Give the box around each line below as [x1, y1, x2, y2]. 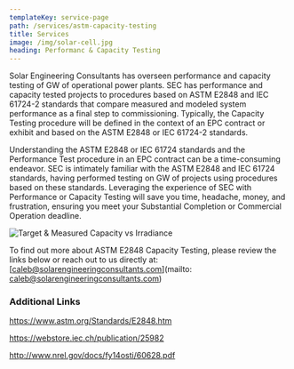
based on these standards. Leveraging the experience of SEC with [9, 182, 252, 193]
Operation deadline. [9, 211, 82, 221]
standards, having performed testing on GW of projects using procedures [9, 172, 278, 183]
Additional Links [9, 295, 81, 308]
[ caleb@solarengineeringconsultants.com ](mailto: [9, 264, 193, 275]
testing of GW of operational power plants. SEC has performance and [9, 80, 264, 91]
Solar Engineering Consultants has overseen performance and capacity [9, 70, 271, 81]
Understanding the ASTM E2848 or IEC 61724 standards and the [9, 144, 246, 156]
